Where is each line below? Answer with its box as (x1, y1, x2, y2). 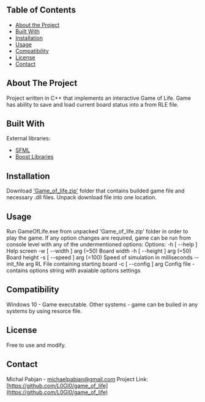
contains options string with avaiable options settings (6, 267, 141, 275)
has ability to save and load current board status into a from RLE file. (6, 100, 179, 108)
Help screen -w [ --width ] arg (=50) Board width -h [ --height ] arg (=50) (6, 248, 192, 255)
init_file (6, 260, 24, 268)
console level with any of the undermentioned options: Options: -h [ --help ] (6, 241, 198, 248)
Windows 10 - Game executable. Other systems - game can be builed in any (6, 300, 198, 308)
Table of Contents (6, 5, 76, 15)
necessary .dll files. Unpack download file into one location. (6, 194, 157, 201)
